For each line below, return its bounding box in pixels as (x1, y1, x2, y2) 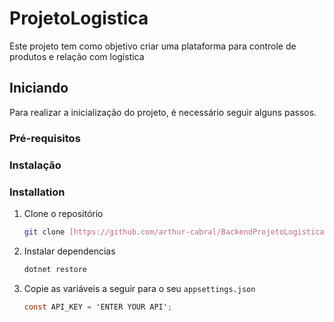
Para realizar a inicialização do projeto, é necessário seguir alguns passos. (9, 106, 317, 118)
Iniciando (9, 80, 69, 97)
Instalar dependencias (23, 245, 116, 257)
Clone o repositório (23, 207, 104, 219)
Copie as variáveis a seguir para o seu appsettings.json (23, 282, 256, 294)
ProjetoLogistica (9, 7, 149, 30)
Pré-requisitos (9, 131, 81, 145)
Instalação (9, 158, 62, 172)
